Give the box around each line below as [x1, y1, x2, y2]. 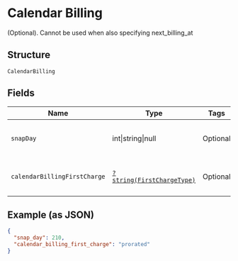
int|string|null [112, 133, 157, 143]
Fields [7, 87, 35, 99]
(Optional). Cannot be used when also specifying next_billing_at [7, 28, 193, 37]
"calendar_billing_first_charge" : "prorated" [13, 241, 151, 248]
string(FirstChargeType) [112, 176, 196, 184]
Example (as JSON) [7, 209, 94, 221]
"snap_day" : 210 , [13, 234, 65, 242]
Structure [7, 49, 51, 61]
